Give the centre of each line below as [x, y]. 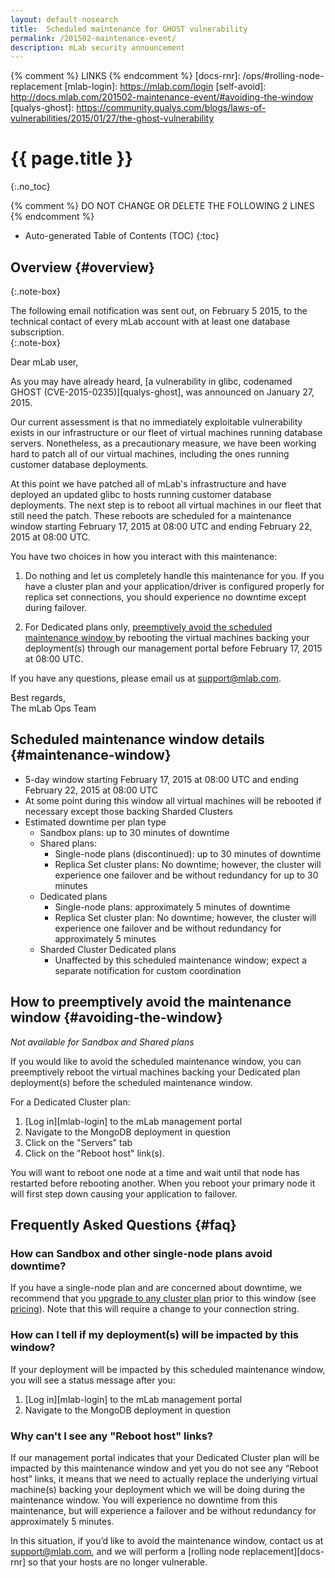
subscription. [37, 332]
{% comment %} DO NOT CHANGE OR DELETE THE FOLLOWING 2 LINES [162, 206]
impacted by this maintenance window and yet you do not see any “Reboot [164, 1468]
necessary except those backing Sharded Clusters [128, 811]
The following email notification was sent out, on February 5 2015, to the [159, 310]
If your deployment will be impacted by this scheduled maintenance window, [168, 1369]
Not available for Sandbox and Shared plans [102, 1042]
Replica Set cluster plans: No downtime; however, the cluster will [188, 864]
